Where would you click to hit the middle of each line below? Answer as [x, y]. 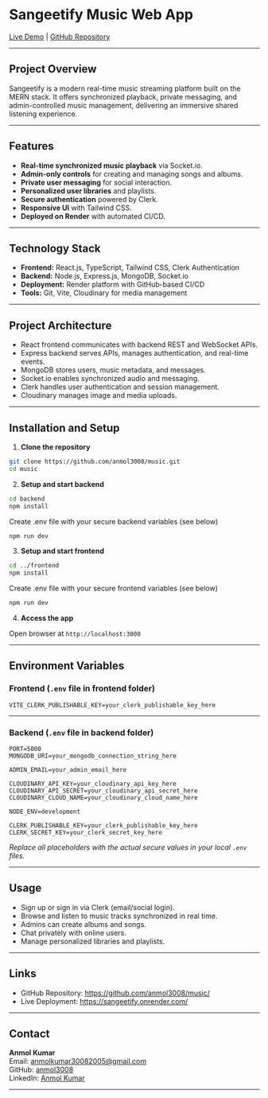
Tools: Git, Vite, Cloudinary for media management [104, 293]
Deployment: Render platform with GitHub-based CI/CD [113, 285]
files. [17, 855]
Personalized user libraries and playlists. [88, 191]
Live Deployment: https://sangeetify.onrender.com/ [104, 1001]
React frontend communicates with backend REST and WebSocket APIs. [139, 345]
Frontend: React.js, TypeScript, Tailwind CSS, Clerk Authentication [130, 267]
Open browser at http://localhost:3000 [75, 633]
